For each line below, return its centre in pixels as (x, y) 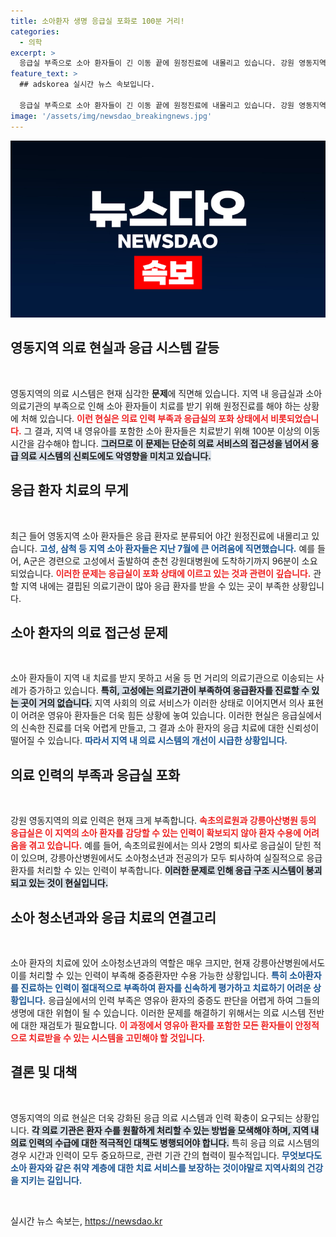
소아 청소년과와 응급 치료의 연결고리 (113, 917)
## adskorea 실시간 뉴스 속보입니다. (87, 85)
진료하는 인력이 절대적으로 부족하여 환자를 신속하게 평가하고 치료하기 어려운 (166, 988)
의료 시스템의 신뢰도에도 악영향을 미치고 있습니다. (116, 456)
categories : (35, 31)
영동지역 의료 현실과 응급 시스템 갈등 (115, 348)
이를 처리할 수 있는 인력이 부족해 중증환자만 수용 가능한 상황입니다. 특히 (149, 976)
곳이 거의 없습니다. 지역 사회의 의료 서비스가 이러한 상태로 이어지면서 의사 (163, 703)
